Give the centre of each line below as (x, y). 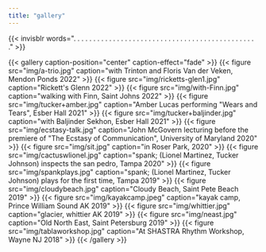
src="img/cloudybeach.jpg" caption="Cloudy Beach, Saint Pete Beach (123, 188)
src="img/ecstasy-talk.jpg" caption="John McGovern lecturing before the (128, 130)
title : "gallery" (37, 16)
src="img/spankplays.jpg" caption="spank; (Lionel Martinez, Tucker (120, 172)
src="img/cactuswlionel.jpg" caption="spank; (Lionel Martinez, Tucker (123, 155)
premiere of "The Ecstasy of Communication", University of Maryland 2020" (133, 138)
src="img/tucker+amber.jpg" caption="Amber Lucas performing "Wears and (133, 104)
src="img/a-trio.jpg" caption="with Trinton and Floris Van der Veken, (121, 70)
